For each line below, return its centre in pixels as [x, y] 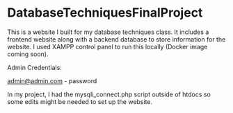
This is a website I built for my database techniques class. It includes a [108, 32]
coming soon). [28, 54]
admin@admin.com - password [52, 80]
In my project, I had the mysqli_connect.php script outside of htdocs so [109, 94]
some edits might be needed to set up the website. [80, 101]
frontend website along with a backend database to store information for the [116, 39]
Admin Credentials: [35, 67]
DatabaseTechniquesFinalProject [105, 13]
